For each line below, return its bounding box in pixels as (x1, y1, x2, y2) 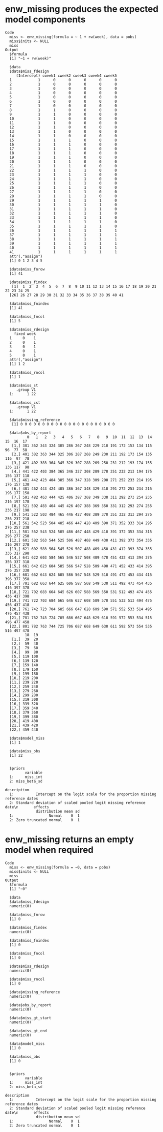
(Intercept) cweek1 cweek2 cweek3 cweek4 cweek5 (16, 73, 117, 78)
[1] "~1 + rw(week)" (9, 56, 51, 61)
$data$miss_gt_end (9, 1028, 47, 1033)
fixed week (14, 331, 36, 336)
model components (5, 14, 86, 25)
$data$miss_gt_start (9, 1015, 51, 1020)
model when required (5, 844, 94, 856)
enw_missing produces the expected (5, 3, 159, 15)
